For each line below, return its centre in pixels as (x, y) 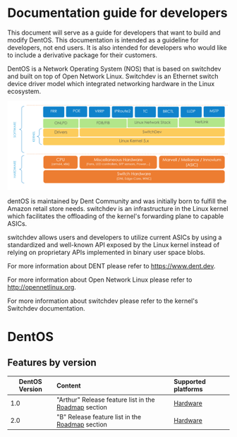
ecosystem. (24, 91)
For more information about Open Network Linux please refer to (100, 280)
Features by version (52, 363)
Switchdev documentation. (46, 308)
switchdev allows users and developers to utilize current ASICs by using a (115, 237)
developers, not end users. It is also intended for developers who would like (117, 47)
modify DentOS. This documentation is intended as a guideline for (103, 40)
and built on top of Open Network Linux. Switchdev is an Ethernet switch (113, 76)
